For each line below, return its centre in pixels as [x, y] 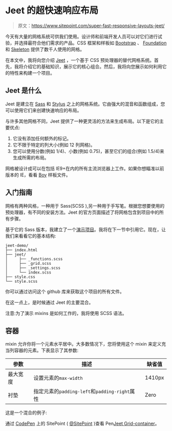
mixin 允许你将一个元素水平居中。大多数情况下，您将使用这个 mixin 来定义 [83, 344]
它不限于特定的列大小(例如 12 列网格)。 [54, 145]
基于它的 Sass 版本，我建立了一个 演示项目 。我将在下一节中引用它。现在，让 [86, 229]
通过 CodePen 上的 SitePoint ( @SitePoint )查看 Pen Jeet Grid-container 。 [82, 424]
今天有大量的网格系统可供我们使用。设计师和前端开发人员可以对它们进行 [81, 36]
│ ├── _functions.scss [34, 259]
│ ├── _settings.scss [33, 268]
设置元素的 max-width [58, 378]
